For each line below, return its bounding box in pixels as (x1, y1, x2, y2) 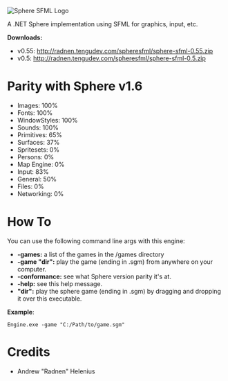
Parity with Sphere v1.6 (7, 78, 143, 94)
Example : (7, 308, 35, 316)
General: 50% (17, 175, 57, 183)
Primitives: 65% (17, 130, 63, 139)
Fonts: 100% (17, 108, 53, 117)
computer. (17, 265, 47, 273)
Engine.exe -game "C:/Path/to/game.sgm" (7, 321, 126, 328)
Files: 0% (17, 182, 44, 190)
